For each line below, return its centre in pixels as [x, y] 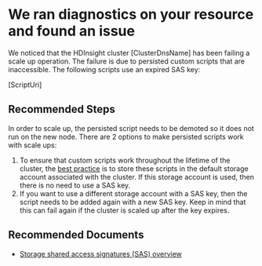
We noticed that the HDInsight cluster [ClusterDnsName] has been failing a [129, 53]
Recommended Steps [62, 109]
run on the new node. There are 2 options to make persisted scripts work [126, 137]
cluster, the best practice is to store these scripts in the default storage [134, 168]
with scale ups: [33, 145]
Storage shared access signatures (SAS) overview [101, 253]
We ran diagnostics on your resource [131, 15]
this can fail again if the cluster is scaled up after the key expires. [124, 210]
